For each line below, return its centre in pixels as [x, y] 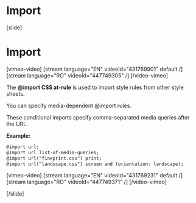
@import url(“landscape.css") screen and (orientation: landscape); [95, 164]
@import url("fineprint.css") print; [54, 158]
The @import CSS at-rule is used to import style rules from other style [95, 87]
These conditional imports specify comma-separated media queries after [98, 117]
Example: [19, 135]
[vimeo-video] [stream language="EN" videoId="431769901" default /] [95, 69]
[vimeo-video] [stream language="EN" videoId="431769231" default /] [95, 176]
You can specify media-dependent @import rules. [69, 105]
